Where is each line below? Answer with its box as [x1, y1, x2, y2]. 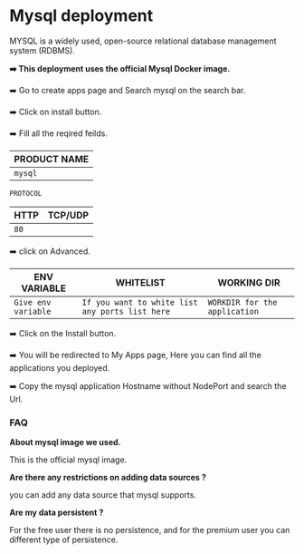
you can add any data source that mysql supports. [9, 490, 197, 501]
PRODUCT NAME [14, 152, 90, 165]
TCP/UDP [47, 209, 89, 221]
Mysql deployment [9, 5, 154, 26]
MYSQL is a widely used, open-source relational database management [9, 35, 278, 46]
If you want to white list [81, 296, 198, 307]
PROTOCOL [9, 189, 43, 198]
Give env [14, 296, 52, 307]
